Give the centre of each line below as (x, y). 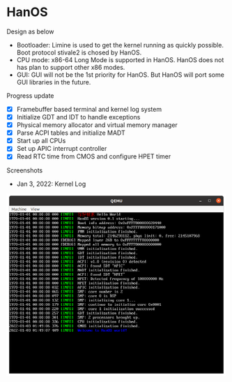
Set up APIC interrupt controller (62, 149)
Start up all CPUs (41, 141)
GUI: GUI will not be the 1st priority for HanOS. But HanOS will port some (120, 75)
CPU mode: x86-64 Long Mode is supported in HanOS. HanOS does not (120, 59)
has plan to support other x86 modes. (71, 67)
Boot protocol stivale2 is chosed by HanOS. (79, 52)
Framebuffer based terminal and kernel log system (89, 109)
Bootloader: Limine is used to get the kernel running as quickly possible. (120, 45)
